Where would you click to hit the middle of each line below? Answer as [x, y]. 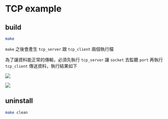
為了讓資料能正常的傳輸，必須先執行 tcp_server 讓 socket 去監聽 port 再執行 [84, 59]
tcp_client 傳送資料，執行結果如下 [41, 66]
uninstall [19, 101]
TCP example [33, 9]
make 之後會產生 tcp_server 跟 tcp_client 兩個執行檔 [59, 49]
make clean [17, 112]
